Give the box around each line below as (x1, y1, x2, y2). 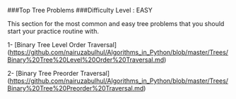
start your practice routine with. (7, 27, 99, 35)
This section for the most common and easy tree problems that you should (7, 20, 225, 27)
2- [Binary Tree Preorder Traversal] (7, 70, 110, 77)
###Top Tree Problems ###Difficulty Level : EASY (7, 6, 153, 14)
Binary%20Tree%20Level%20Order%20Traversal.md (7, 55, 165, 64)
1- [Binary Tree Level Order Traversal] (7, 41, 117, 48)
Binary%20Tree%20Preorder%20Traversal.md (7, 84, 144, 92)
